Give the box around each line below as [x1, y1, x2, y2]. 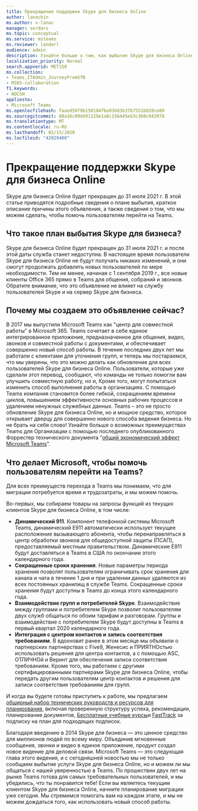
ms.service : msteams [6, 36, 57, 42]
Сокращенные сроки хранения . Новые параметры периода [14, 562, 168, 569]
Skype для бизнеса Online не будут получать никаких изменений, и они [6, 257, 187, 264]
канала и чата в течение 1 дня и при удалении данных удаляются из [14, 575, 186, 582]
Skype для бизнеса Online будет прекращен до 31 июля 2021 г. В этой [6, 193, 181, 200]
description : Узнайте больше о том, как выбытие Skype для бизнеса [6, 53, 176, 59]
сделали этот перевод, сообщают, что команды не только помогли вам [6, 371, 187, 378]
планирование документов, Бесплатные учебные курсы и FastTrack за [6, 712, 183, 719]
